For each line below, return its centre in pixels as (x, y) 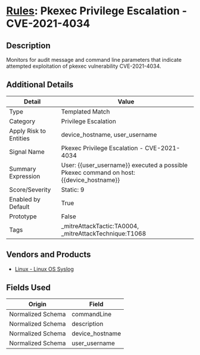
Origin (37, 304)
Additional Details (40, 85)
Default (19, 206)
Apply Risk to (28, 131)
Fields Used (29, 288)
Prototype (23, 216)
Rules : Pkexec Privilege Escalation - (97, 11)
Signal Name (27, 152)
